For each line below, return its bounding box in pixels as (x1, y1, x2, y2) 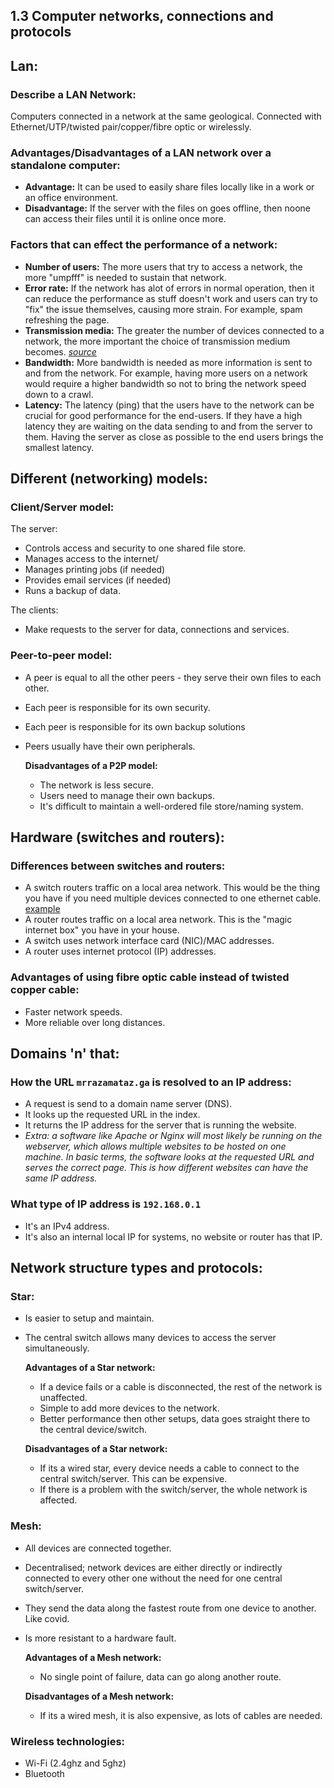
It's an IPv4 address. (24, 1220, 110, 1232)
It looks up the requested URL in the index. (24, 1109, 201, 1121)
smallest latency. (24, 441, 95, 453)
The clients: (10, 604, 59, 616)
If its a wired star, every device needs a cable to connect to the (39, 1462, 300, 1474)
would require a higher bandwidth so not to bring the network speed (24, 377, 307, 389)
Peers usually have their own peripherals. (24, 740, 196, 752)
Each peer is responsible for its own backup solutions (24, 720, 246, 733)
